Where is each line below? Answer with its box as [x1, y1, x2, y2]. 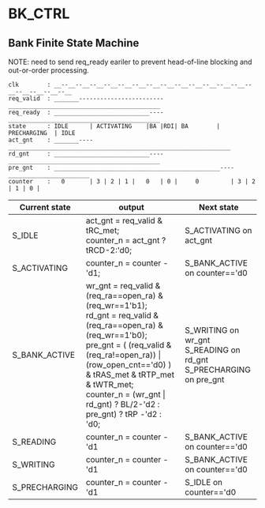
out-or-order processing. [8, 66, 89, 75]
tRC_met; [85, 225, 120, 235]
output [118, 202, 144, 213]
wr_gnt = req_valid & [85, 280, 161, 291]
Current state [19, 202, 71, 213]
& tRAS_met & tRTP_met [85, 369, 175, 380]
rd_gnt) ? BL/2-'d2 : [85, 399, 160, 409]
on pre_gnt [185, 374, 225, 385]
